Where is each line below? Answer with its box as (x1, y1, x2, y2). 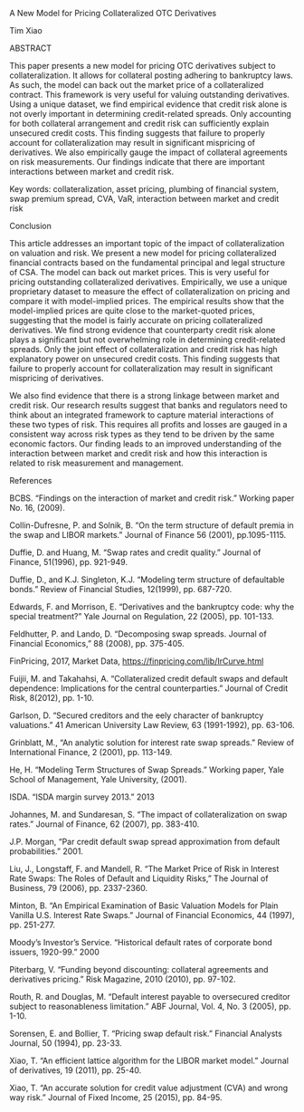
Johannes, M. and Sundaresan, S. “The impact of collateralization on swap (9, 810, 288, 820)
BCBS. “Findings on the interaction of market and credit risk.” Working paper (9, 493, 295, 503)
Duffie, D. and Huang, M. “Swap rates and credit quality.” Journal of (9, 547, 261, 558)
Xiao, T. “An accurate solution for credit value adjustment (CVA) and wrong (9, 1082, 289, 1093)
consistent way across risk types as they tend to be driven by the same (9, 429, 275, 439)
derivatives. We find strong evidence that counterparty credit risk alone (9, 325, 276, 335)
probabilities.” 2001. (9, 846, 84, 857)
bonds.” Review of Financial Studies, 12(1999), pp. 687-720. (9, 584, 233, 594)
